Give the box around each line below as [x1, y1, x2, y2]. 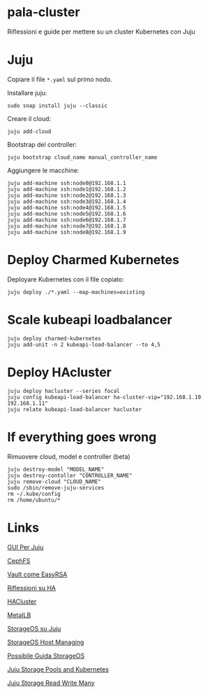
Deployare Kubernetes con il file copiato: [7, 275, 124, 284]
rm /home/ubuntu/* [7, 497, 61, 504]
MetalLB [7, 611, 31, 619]
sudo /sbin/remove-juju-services [7, 484, 105, 491]
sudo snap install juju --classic [7, 102, 108, 109]
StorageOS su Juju [7, 624, 61, 632]
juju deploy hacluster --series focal [7, 387, 120, 394]
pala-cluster [7, 4, 80, 20]
